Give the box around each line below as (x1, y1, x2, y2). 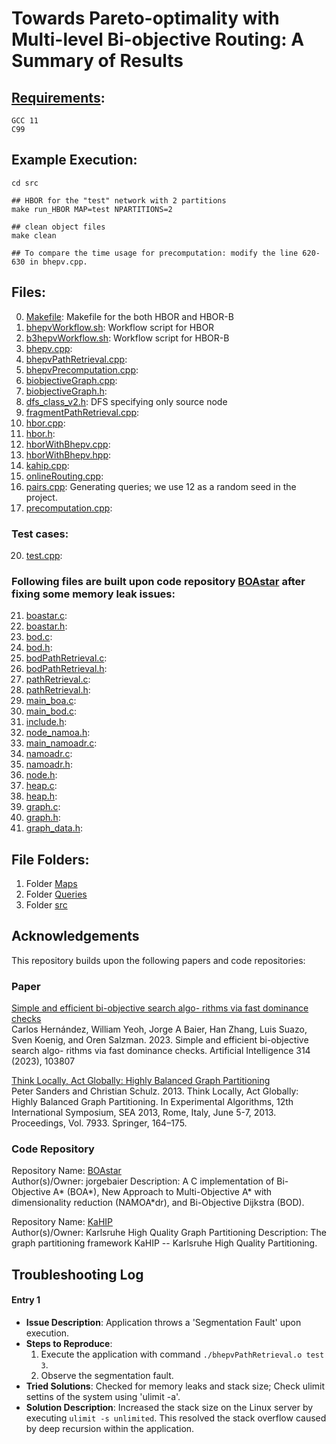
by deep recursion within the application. (25, 1423, 195, 1435)
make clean (11, 230, 57, 241)
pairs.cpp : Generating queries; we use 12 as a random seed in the (25, 480, 297, 492)
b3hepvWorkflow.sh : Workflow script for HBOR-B (25, 332, 230, 344)
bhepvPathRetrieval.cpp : (25, 353, 128, 365)
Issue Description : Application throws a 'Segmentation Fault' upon (25, 1317, 302, 1329)
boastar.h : (25, 620, 68, 632)
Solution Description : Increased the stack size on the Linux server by (25, 1402, 314, 1414)
